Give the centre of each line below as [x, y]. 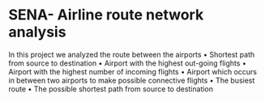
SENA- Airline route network [106, 15]
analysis [37, 32]
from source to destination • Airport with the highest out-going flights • [128, 63]
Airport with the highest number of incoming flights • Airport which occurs [133, 71]
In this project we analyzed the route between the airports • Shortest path [132, 54]
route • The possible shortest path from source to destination [111, 89]
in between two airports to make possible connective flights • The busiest [132, 80]
